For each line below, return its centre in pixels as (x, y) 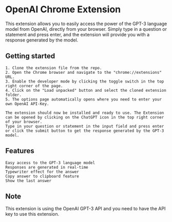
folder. (14, 95)
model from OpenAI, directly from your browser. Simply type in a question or (86, 29)
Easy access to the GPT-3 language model (50, 163)
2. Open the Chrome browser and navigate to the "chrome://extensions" (83, 72)
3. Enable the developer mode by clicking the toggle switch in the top (85, 81)
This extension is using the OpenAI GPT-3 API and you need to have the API (85, 209)
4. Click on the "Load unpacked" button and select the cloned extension (86, 90)
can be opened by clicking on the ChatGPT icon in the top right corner (85, 117)
